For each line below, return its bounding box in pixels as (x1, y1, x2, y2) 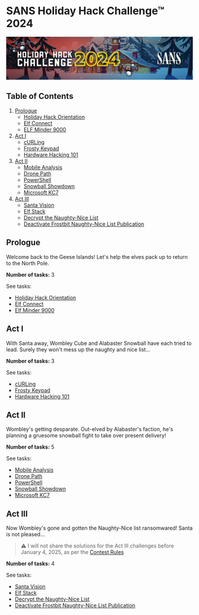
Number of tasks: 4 (6, 560, 55, 567)
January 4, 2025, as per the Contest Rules (20, 549, 124, 556)
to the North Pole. (6, 260, 49, 267)
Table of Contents (6, 91, 74, 101)
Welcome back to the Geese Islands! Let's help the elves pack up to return (6, 253, 188, 260)
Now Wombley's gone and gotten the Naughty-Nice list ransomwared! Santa (6, 524, 193, 531)
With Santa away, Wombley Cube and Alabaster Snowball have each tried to (6, 339, 192, 347)
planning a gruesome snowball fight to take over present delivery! (6, 432, 166, 439)
